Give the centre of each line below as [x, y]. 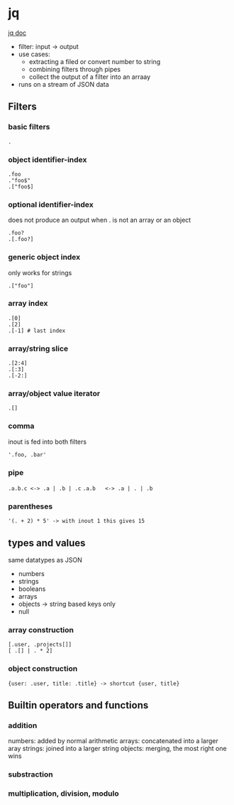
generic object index [44, 257]
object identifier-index [48, 159]
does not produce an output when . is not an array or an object [100, 220]
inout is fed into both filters [48, 442]
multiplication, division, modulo [63, 794]
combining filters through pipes [75, 69]
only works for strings [40, 272]
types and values [47, 543]
